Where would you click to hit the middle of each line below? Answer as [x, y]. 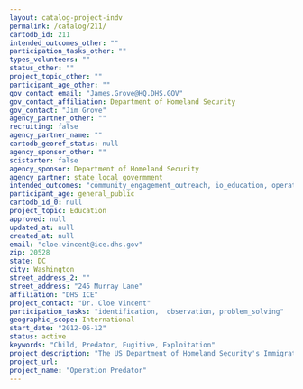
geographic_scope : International [72, 320]
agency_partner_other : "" [58, 118]
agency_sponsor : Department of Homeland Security [105, 169]
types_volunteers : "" [50, 60]
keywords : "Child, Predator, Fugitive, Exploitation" [113, 345]
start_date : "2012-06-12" [58, 329]
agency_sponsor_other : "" [58, 152]
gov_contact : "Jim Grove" [58, 110]
